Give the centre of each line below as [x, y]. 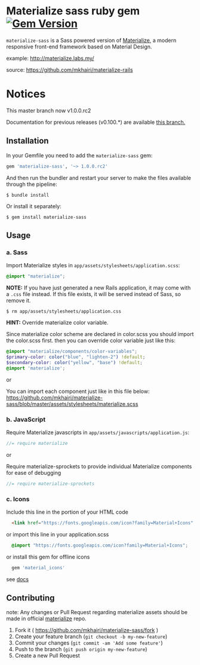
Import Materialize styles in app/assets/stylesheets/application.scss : [93, 266]
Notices [26, 94]
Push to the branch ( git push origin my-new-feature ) [81, 649]
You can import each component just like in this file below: [78, 391]
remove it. [19, 301]
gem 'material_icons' [39, 568]
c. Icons [18, 499]
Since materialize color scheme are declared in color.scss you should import [100, 334]
